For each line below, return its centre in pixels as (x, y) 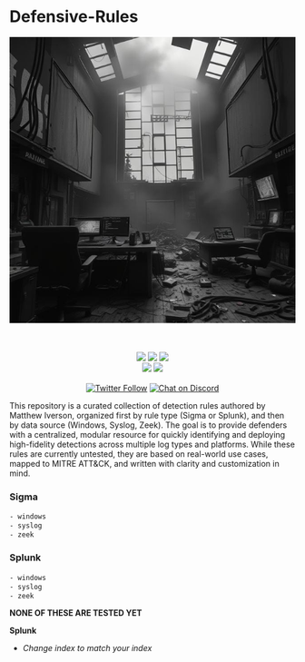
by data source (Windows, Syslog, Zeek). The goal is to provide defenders (148, 425)
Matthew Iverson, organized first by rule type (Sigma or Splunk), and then (147, 415)
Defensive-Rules (74, 17)
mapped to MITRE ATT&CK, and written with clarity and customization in (144, 463)
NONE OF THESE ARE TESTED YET (76, 613)
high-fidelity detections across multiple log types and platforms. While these (152, 444)
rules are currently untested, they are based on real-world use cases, (139, 454)
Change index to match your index (87, 647)
